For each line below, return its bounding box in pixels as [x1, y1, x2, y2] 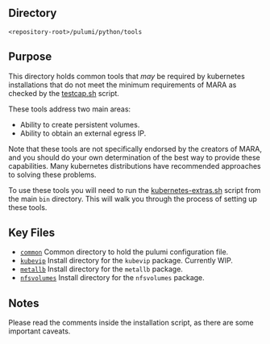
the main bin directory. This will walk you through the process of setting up [8, 194, 258, 203]
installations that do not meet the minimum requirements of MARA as [8, 80, 237, 90]
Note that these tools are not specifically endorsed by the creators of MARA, [8, 144, 263, 153]
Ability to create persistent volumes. [19, 120, 140, 129]
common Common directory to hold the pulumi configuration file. [19, 247, 229, 257]
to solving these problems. [8, 170, 97, 179]
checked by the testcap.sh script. [8, 88, 119, 98]
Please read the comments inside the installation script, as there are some [8, 318, 254, 328]
